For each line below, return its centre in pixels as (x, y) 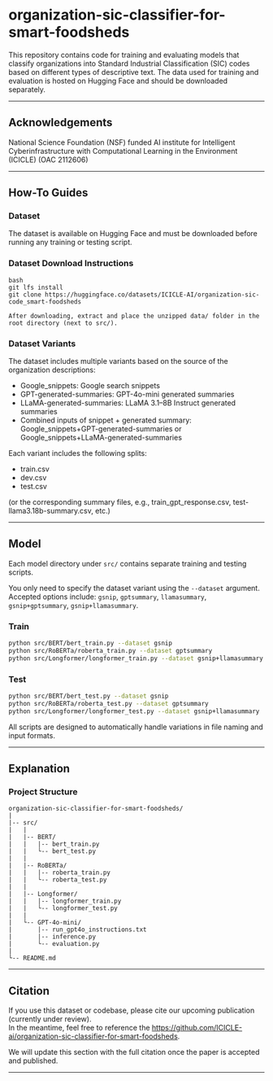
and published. (33, 1061)
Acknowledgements (61, 123)
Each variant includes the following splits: (78, 453)
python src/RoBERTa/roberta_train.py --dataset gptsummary (110, 651)
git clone (25, 295)
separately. (27, 89)
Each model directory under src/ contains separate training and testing (128, 563)
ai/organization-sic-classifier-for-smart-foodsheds (93, 1036)
